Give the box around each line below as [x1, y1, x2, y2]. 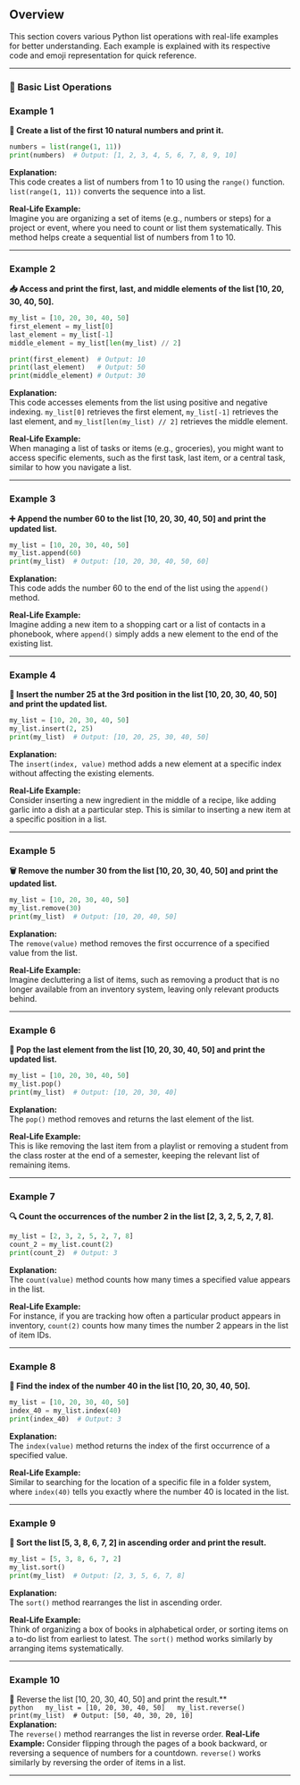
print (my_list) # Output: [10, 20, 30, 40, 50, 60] [9, 557, 210, 567]
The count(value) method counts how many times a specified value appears [9, 1274, 291, 1285]
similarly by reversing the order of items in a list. [9, 1756, 186, 1767]
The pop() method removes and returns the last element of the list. [9, 1114, 254, 1124]
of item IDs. [9, 1329, 52, 1340]
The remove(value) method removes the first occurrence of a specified [9, 937, 270, 948]
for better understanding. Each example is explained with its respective [9, 40, 271, 51]
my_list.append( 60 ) [9, 549, 82, 558]
